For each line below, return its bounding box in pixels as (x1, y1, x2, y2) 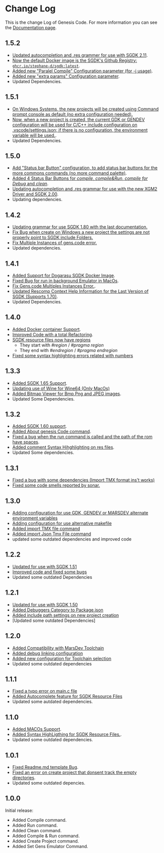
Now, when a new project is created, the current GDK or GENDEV (12, 116, 145, 122)
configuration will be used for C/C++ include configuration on (12, 122, 137, 128)
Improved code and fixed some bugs (12, 569, 87, 575)
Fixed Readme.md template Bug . (12, 764, 79, 770)
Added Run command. (12, 822, 58, 828)
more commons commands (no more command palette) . (12, 170, 127, 176)
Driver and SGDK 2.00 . (12, 191, 59, 197)
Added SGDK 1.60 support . (12, 423, 67, 429)
